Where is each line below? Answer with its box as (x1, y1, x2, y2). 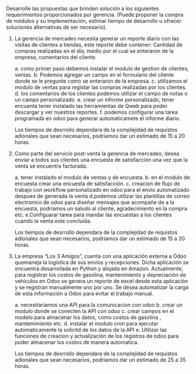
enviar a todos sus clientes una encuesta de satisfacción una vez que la (14, 157, 188, 163)
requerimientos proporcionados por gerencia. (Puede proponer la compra (6, 11, 184, 18)
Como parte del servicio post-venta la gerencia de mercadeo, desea (14, 150, 180, 157)
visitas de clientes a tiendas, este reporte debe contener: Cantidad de (14, 41, 183, 48)
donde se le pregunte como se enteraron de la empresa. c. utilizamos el (14, 77, 188, 84)
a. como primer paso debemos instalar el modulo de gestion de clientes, (14, 65, 189, 72)
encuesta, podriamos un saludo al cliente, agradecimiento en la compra (14, 205, 187, 212)
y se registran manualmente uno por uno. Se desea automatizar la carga (14, 284, 189, 291)
